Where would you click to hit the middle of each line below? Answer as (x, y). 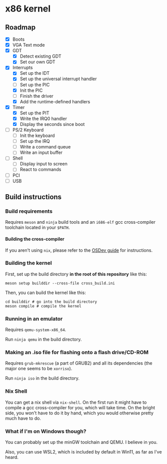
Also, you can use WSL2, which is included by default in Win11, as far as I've (83, 452)
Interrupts (22, 68)
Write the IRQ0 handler (43, 118)
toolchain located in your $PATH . (37, 227)
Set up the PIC (35, 85)
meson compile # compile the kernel (43, 306)
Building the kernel (28, 263)
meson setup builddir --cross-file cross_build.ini (60, 283)
